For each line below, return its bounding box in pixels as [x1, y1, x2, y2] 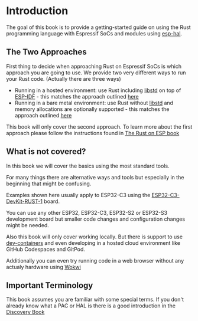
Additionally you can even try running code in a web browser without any [6, 257, 184, 264]
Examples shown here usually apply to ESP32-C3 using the [6, 191, 151, 198]
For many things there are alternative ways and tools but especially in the [6, 173, 184, 181]
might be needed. [6, 221, 49, 228]
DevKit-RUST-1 [6, 198, 43, 205]
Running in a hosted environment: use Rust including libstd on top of [14, 87, 181, 94]
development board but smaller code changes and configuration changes [6, 215, 185, 222]
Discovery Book [6, 309, 45, 316]
